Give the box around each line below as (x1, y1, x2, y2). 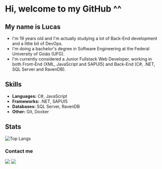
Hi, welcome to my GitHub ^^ (5, 3, 122, 15)
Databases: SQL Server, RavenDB (12, 103, 80, 109)
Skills (5, 80, 22, 89)
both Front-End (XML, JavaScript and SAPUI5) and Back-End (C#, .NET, (12, 61, 156, 67)
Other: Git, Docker (12, 108, 49, 114)
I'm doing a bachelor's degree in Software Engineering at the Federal (12, 46, 150, 51)
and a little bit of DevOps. (12, 41, 63, 46)
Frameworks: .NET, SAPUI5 (12, 98, 68, 104)
